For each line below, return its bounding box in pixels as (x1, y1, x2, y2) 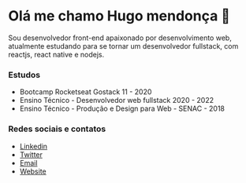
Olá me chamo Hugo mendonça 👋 (8, 7, 231, 25)
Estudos (8, 69, 41, 80)
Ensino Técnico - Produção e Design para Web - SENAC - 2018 (19, 104, 225, 113)
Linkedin (19, 141, 48, 151)
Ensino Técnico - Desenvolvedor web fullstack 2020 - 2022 (19, 96, 214, 105)
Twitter (19, 149, 43, 159)
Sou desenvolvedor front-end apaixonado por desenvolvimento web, (8, 33, 233, 42)
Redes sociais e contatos (8, 123, 106, 134)
